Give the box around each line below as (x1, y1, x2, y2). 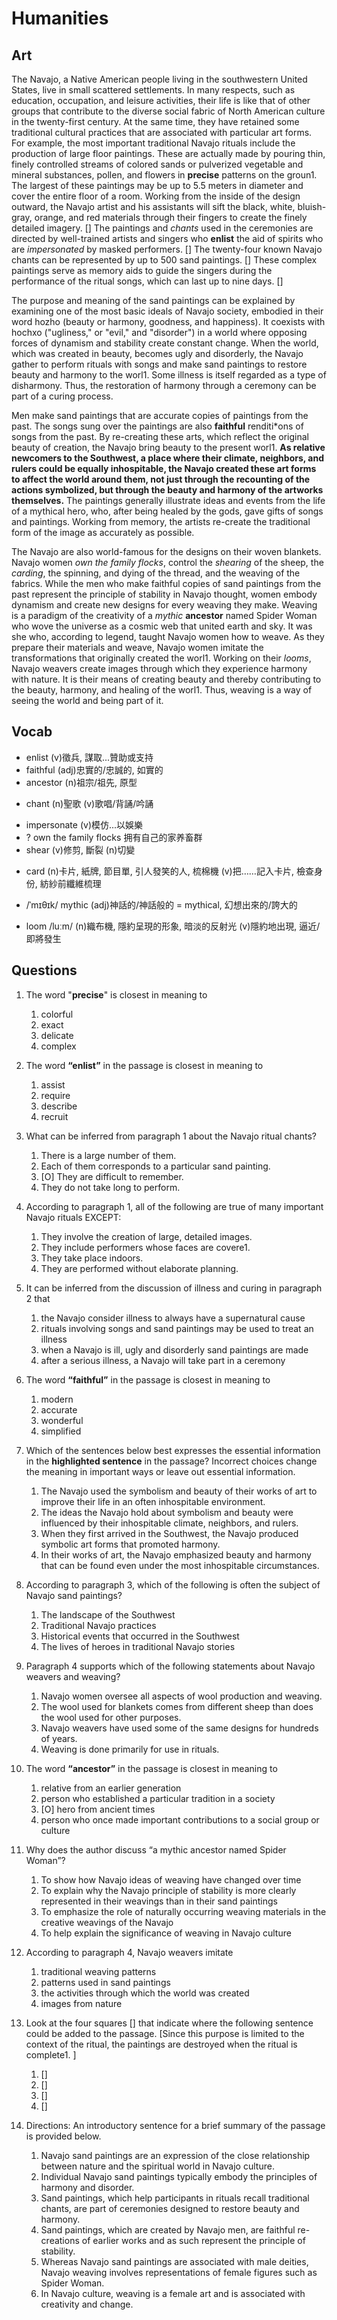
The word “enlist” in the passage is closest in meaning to (25, 1059, 264, 1071)
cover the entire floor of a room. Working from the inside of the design (11, 190, 301, 202)
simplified (40, 1425, 82, 1437)
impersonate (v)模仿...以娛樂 (25, 818, 144, 831)
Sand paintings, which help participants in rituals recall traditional (40, 2192, 310, 2204)
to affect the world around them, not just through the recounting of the (11, 473, 311, 485)
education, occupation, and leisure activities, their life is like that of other (11, 95, 311, 106)
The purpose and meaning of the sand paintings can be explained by (11, 295, 296, 306)
